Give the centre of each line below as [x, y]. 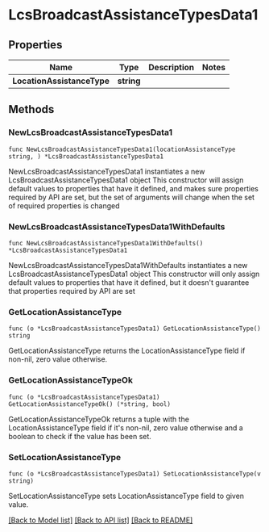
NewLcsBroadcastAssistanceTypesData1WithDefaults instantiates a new [128, 265]
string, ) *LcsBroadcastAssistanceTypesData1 [86, 156]
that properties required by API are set [72, 291]
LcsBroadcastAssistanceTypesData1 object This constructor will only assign [134, 274]
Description [172, 67]
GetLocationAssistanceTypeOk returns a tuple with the [99, 419]
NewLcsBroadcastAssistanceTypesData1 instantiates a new [107, 171]
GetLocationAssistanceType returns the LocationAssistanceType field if [127, 351]
